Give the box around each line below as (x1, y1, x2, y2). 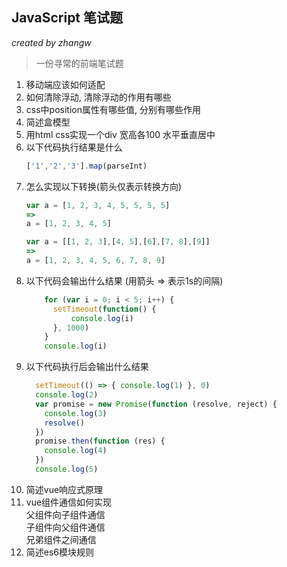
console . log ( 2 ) (35, 390, 99, 400)
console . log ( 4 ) (44, 446, 108, 456)
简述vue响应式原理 (25, 483, 104, 495)
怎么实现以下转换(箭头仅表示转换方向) (25, 180, 183, 192)
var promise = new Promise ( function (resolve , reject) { (35, 399, 278, 409)
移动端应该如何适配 (25, 78, 106, 90)
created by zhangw (11, 36, 92, 48)
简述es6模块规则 (25, 546, 95, 558)
